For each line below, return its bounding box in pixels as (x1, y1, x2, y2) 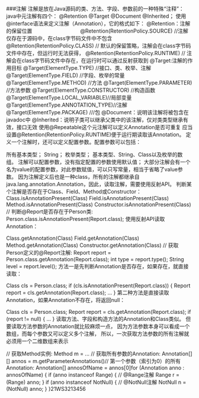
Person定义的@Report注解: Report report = (6, 249, 111, 256)
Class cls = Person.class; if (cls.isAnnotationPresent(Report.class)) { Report (6, 282, 191, 289)
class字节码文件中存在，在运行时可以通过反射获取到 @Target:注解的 (21, 57, 188, 64)
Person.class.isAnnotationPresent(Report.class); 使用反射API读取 (6, 216, 165, 222)
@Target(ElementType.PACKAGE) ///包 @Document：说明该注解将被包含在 (6, 109, 189, 115)
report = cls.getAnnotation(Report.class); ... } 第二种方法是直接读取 (6, 289, 169, 296)
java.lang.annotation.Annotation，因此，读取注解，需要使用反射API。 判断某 (6, 181, 192, 188)
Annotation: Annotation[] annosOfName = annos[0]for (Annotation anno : (6, 364, 185, 371)
